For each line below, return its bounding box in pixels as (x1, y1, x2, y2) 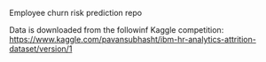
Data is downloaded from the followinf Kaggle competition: (9, 25, 224, 35)
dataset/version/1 (9, 43, 73, 54)
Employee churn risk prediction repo (9, 8, 143, 18)
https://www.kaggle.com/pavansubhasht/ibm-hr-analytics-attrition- (9, 35, 257, 44)
